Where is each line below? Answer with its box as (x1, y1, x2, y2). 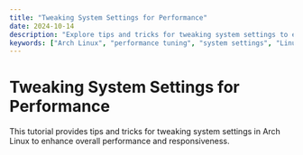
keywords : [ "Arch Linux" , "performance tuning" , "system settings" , (9, 38, 272, 48)
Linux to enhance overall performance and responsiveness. (9, 136, 230, 147)
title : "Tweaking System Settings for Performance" (9, 13, 207, 23)
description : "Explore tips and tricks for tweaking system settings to (9, 30, 289, 39)
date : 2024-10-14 (9, 22, 75, 31)
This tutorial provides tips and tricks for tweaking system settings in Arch (9, 126, 281, 137)
